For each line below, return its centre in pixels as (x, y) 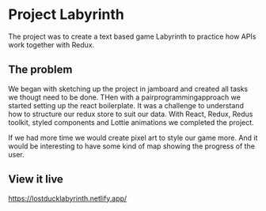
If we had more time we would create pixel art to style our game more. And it (133, 138)
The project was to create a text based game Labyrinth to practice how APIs (132, 36)
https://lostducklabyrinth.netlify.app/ (68, 198)
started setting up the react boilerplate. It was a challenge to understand (126, 105)
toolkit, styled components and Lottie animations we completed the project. (131, 122)
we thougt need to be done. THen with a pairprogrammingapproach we (125, 97)
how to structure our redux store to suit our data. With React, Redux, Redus (131, 114)
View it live (36, 179)
